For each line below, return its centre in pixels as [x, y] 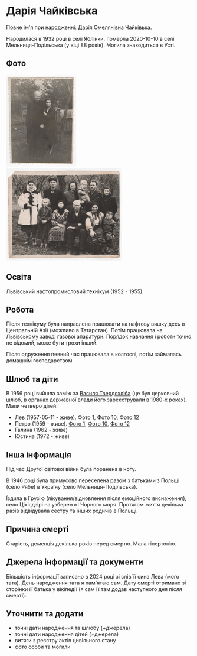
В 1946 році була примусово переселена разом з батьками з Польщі [93, 480]
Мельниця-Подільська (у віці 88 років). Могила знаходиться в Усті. [91, 45]
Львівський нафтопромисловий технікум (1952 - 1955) [74, 291]
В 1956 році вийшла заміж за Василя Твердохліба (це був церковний [93, 394]
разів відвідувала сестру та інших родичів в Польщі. [72, 511]
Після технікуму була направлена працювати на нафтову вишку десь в [96, 324]
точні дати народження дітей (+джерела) [67, 634]
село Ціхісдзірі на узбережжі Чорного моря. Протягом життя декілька [95, 504]
